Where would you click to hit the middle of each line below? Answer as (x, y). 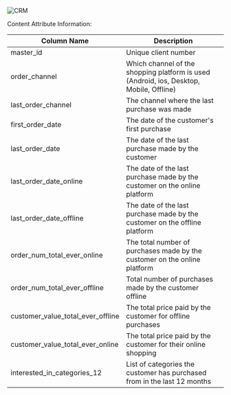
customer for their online (166, 345)
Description (173, 41)
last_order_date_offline (47, 218)
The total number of (158, 242)
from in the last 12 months (169, 381)
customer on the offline (164, 222)
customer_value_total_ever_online (65, 345)
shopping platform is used (168, 72)
